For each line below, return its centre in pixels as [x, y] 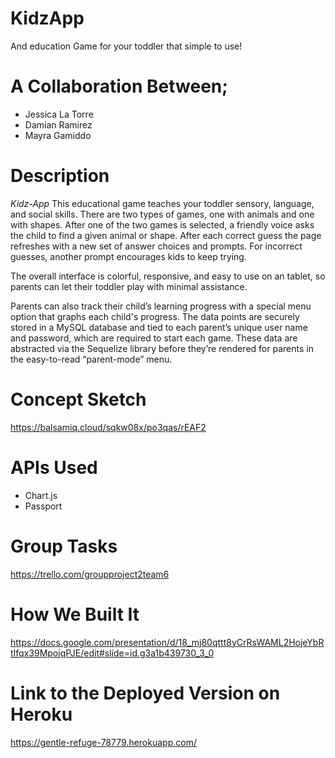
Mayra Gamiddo [58, 135]
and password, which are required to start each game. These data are [154, 338]
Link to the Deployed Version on [145, 693]
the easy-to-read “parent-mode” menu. [91, 359]
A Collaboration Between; [119, 86]
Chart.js [41, 495]
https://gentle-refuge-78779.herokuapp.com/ [103, 742]
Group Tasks [64, 546]
